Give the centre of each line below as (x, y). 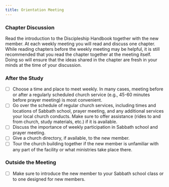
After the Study (24, 78)
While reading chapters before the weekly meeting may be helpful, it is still (82, 49)
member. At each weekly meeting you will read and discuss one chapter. (80, 44)
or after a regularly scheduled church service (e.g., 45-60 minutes (81, 95)
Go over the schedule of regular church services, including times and (84, 106)
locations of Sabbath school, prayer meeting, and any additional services (88, 111)
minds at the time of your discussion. (44, 65)
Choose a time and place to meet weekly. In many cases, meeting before (88, 89)
